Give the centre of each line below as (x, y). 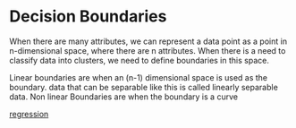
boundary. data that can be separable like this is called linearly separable (144, 87)
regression (29, 114)
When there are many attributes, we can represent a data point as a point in (148, 41)
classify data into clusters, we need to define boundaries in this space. (140, 60)
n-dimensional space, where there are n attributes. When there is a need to (148, 50)
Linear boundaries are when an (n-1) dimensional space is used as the (139, 77)
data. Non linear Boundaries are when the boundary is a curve (124, 97)
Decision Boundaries (88, 17)
